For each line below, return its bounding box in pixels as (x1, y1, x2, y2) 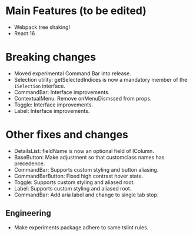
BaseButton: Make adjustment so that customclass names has (14, 153, 165, 161)
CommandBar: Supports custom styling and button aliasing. (14, 166, 159, 173)
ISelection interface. (14, 82, 66, 89)
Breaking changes (5, 51, 96, 64)
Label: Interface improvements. (14, 107, 90, 114)
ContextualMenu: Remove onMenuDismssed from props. (14, 95, 152, 102)
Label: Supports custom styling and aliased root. (14, 185, 132, 192)
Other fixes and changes (5, 128, 129, 142)
